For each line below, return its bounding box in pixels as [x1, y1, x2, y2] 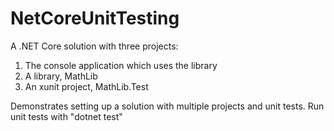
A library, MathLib [24, 70, 98, 82]
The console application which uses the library [24, 59, 218, 71]
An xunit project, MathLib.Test [24, 80, 149, 92]
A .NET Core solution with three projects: [10, 40, 179, 52]
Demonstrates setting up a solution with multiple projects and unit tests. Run [10, 100, 325, 112]
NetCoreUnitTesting [10, 7, 180, 30]
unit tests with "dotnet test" [10, 110, 123, 122]
